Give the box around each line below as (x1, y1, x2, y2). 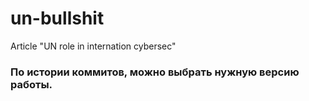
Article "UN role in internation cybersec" (10, 40, 177, 52)
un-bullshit (10, 7, 105, 30)
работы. (10, 77, 53, 91)
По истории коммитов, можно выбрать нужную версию (10, 65, 300, 79)
